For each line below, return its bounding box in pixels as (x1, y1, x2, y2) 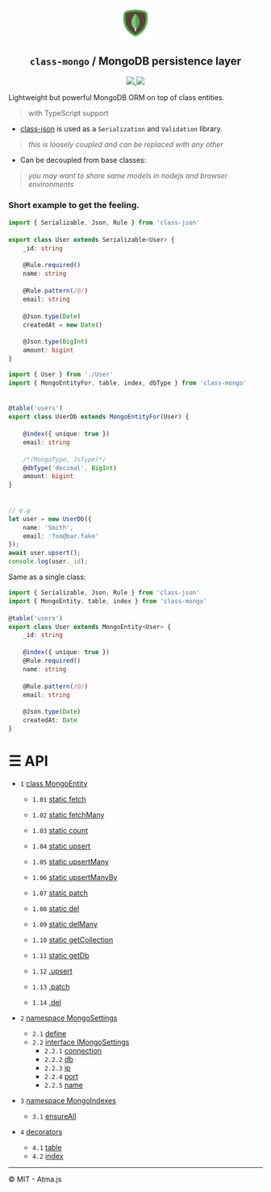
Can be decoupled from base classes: (19, 155, 147, 165)
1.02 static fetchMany (31, 810, 105, 819)
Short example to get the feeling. (8, 199, 140, 210)
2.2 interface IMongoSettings (31, 1037, 130, 1047)
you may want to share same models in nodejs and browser (27, 170, 228, 180)
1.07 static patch (31, 888, 89, 898)
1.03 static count (31, 825, 89, 835)
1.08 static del (31, 903, 80, 913)
